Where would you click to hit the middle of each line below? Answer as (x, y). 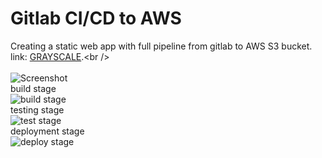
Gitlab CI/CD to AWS (96, 18)
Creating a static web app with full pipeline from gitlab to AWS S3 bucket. (161, 46)
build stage (33, 88)
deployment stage (47, 131)
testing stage (37, 109)
